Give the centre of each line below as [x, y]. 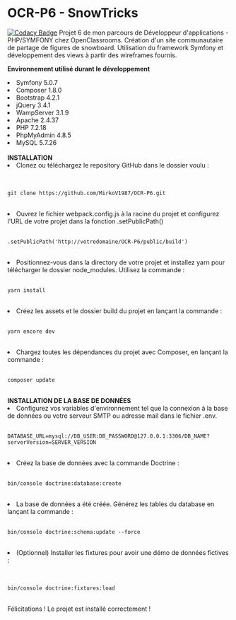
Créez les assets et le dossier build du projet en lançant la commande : [119, 311]
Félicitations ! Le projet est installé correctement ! [79, 609]
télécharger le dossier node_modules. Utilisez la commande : [96, 269]
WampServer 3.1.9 [43, 112]
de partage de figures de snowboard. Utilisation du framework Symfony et [116, 47]
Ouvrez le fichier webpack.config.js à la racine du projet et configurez [118, 214]
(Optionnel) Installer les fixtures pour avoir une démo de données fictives [123, 552]
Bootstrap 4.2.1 [38, 98]
